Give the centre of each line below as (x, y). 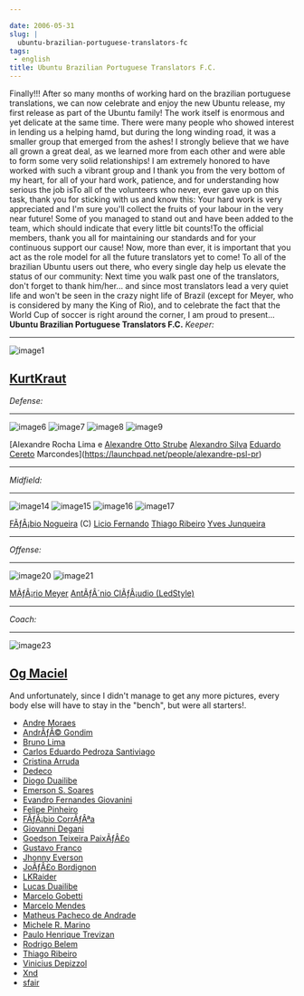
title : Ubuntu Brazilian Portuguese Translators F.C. (113, 68)
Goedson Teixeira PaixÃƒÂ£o (76, 838)
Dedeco (37, 771)
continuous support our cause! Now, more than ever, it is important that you (150, 247)
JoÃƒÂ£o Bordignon (59, 867)
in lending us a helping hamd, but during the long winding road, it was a (142, 132)
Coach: (23, 619)
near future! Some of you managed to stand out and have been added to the (152, 219)
